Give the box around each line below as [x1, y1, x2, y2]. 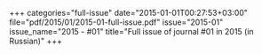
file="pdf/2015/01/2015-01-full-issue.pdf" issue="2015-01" [9, 17, 224, 27]
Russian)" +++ [9, 35, 62, 46]
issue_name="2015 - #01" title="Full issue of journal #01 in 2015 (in [9, 27, 255, 36]
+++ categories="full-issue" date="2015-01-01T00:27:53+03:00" [9, 8, 249, 18]
